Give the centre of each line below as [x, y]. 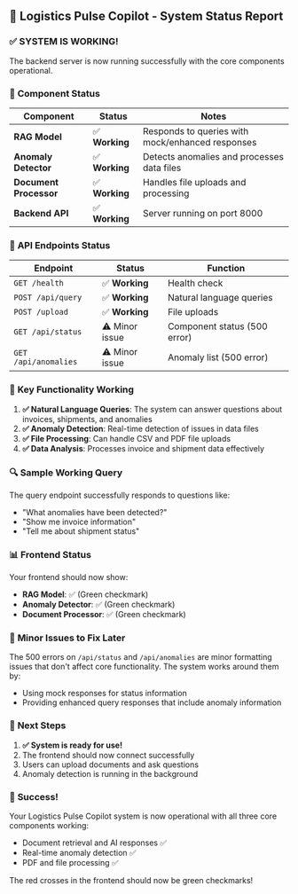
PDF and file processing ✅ [70, 863]
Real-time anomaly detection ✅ [79, 853]
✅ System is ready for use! [72, 745]
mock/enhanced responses [200, 142]
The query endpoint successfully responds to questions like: [120, 495]
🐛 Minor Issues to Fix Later [67, 638]
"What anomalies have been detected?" [94, 512]
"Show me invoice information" [79, 521]
